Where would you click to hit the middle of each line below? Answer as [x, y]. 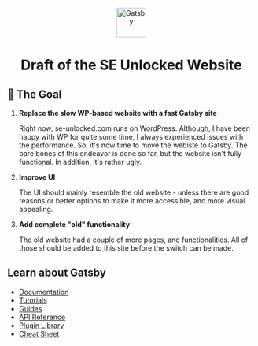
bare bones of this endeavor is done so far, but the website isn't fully [130, 153]
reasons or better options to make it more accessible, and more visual [132, 201]
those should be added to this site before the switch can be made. [126, 248]
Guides [30, 308]
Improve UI [37, 177]
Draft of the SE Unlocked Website [131, 65]
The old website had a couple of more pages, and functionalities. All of [133, 240]
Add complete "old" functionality [74, 224]
